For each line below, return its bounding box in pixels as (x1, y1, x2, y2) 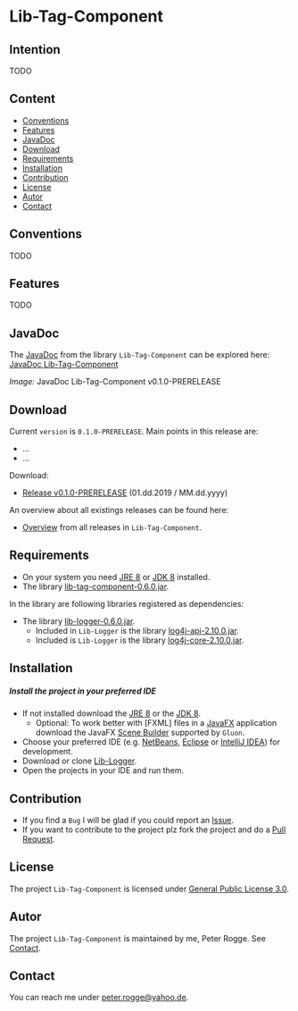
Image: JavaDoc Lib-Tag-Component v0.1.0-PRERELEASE (9, 376, 221, 387)
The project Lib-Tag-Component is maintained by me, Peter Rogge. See (9, 932, 266, 944)
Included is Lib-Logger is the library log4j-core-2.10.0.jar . (35, 635, 244, 645)
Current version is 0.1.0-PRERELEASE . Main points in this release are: (9, 426, 259, 437)
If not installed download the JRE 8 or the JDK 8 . (21, 708, 201, 719)
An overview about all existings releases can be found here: (9, 505, 229, 516)
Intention (9, 42, 61, 57)
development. (21, 746, 73, 757)
